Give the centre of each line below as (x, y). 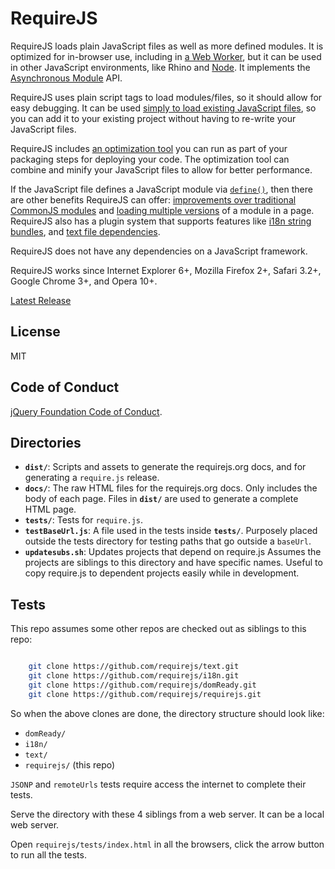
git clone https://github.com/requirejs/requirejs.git (145, 694)
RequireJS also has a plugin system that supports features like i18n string (161, 221)
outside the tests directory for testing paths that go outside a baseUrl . (168, 541)
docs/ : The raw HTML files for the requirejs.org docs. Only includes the (171, 488)
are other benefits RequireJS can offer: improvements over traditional (153, 199)
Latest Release (41, 300)
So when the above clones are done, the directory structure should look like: (167, 713)
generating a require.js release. (92, 478)
